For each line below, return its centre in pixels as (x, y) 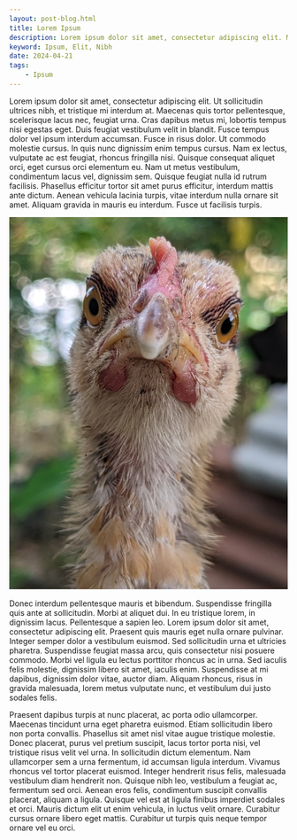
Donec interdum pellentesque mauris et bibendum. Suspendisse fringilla (141, 603)
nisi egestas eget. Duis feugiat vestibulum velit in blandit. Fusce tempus (139, 129)
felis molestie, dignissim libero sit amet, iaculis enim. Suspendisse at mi (139, 669)
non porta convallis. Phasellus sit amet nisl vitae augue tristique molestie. (142, 733)
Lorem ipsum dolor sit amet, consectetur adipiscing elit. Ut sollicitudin (136, 101)
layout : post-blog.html (53, 19)
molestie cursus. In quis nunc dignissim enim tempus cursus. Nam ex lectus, (148, 148)
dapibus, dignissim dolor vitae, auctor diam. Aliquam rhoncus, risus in (136, 679)
